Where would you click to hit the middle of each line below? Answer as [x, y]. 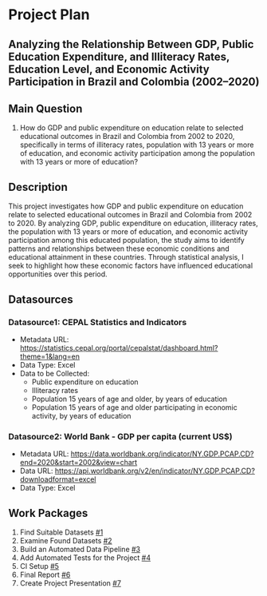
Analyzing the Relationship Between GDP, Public [131, 44]
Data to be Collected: [55, 373]
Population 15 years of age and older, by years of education [130, 399]
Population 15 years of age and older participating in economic [134, 407]
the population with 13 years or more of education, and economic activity [128, 232]
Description [38, 187]
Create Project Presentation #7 [71, 583]
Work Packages [48, 513]
